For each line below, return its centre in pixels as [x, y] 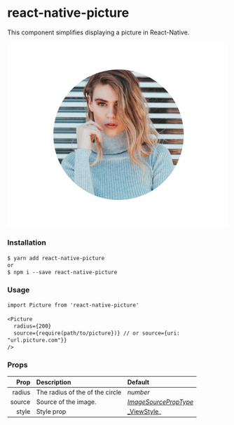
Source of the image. [66, 402]
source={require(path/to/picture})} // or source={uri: [97, 333]
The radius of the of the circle [79, 392]
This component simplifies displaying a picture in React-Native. [98, 32]
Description [54, 382]
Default [138, 382]
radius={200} [33, 326]
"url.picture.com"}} [37, 340]
